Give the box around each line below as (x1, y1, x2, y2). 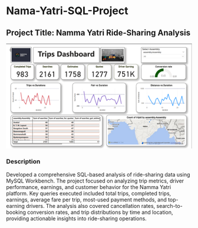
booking (6, 209, 27, 216)
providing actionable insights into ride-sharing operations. (6, 214, 147, 222)
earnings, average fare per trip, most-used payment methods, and (6, 196, 167, 203)
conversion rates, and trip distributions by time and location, (27, 209, 173, 216)
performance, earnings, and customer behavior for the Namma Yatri (6, 183, 171, 190)
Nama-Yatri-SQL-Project (6, 4, 128, 18)
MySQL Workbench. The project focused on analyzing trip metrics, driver (6, 177, 184, 184)
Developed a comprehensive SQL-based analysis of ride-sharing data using (6, 171, 190, 178)
